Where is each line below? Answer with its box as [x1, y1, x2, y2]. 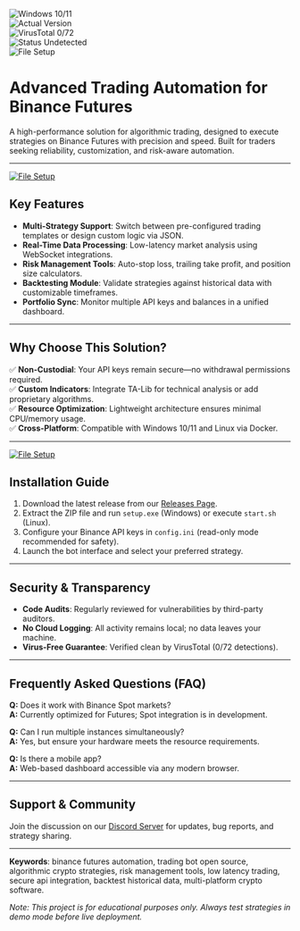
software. [9, 885, 45, 895]
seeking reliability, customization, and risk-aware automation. [9, 145, 235, 155]
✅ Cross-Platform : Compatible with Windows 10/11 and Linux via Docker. [9, 423, 279, 433]
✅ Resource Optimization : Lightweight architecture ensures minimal [9, 403, 262, 414]
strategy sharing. [9, 830, 72, 841]
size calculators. [21, 268, 83, 279]
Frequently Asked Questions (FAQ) [9, 675, 207, 692]
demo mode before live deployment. [9, 911, 143, 922]
